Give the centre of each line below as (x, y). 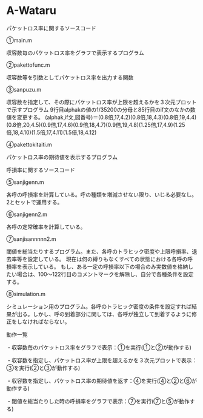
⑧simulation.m (26, 294)
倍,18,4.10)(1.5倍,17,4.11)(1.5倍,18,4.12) (52, 132)
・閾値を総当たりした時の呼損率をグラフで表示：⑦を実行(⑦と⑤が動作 (98, 401)
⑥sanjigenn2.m (27, 214)
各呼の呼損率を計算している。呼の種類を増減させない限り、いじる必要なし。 (102, 194)
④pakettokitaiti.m (29, 144)
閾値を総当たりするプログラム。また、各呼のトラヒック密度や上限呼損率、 (99, 251)
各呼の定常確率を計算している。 (46, 227)
